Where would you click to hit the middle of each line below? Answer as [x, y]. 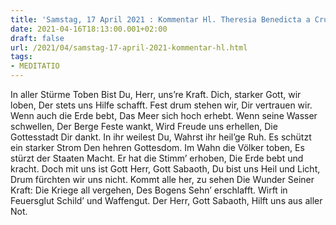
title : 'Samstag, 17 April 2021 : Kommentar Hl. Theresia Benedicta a [160, 19]
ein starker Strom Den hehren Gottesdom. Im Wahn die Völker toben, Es [157, 147]
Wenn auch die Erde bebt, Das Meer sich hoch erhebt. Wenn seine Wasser [164, 115]
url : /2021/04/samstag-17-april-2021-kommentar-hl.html [129, 47]
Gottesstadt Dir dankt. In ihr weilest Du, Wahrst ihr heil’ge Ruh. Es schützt [161, 137]
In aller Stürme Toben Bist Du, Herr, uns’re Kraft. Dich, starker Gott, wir [156, 94]
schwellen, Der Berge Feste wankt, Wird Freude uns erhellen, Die [144, 126]
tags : [21, 57]
